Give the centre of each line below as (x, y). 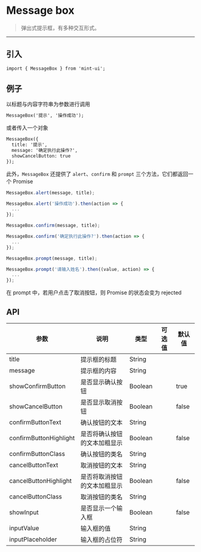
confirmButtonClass (37, 454)
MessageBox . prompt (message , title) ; (52, 258)
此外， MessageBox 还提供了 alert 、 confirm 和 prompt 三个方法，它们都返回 (97, 174)
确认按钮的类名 (101, 454)
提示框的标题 (98, 359)
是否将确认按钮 (101, 434)
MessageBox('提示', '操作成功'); (45, 116)
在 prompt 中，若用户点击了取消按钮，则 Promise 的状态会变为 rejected (94, 293)
